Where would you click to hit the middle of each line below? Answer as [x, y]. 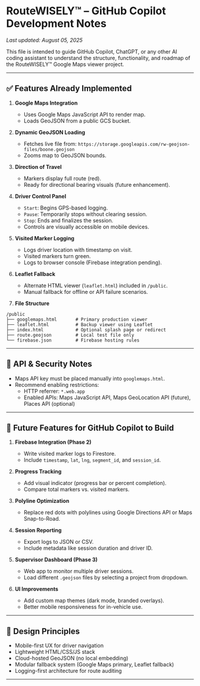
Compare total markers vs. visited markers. [76, 490]
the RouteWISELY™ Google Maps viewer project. [65, 64]
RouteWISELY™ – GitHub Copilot [86, 11]
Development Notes [57, 24]
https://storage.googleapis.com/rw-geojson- [134, 144]
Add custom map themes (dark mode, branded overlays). [94, 601]
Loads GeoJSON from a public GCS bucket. [77, 121]
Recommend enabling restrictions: [57, 384]
